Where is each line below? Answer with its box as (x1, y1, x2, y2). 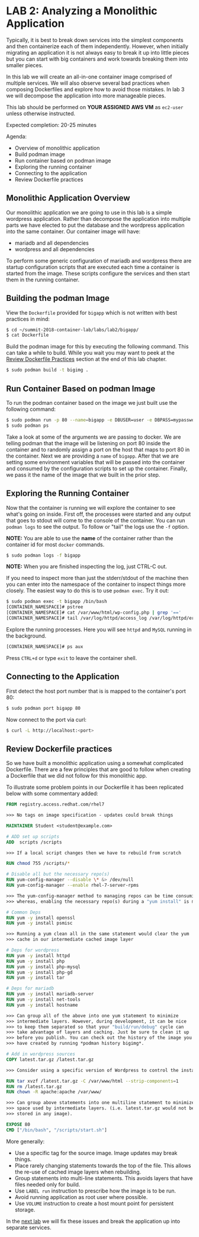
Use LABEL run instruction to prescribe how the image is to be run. (14, 1187, 176, 1194)
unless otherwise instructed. (6, 110, 76, 117)
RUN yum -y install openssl (6, 915, 76, 921)
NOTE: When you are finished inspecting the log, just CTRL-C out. (6, 563, 168, 570)
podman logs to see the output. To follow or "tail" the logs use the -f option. (6, 523, 190, 530)
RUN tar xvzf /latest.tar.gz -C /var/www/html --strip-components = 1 (6, 1078, 179, 1084)
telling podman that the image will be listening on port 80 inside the (6, 439, 171, 446)
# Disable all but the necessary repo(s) (6, 871, 110, 877)
